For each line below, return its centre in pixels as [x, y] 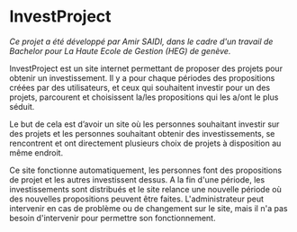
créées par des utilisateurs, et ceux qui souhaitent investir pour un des [140, 87]
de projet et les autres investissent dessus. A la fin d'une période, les [137, 179]
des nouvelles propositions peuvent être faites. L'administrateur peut [136, 199]
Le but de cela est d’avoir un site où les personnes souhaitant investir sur [144, 124]
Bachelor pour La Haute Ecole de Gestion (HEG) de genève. [120, 50]
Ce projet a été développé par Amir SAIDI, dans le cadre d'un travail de [141, 41]
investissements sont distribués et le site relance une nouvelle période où [145, 189]
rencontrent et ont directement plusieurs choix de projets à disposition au [145, 143]
